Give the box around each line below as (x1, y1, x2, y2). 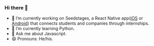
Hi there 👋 (4, 4, 29, 11)
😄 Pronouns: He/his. (11, 36, 53, 42)
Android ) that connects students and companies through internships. (11, 20, 150, 26)
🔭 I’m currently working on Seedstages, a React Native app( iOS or (11, 15, 143, 21)
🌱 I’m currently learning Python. (11, 26, 75, 31)
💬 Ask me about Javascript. (11, 31, 67, 37)
